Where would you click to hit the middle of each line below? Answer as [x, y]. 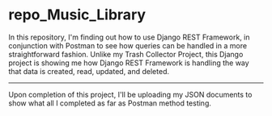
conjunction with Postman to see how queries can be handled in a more [128, 45]
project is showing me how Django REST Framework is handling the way [129, 63]
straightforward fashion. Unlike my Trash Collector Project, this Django [126, 54]
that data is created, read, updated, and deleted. [89, 71]
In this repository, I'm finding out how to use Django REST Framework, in [129, 37]
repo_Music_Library [77, 15]
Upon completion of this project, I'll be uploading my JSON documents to [130, 94]
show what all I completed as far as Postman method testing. [110, 103]
